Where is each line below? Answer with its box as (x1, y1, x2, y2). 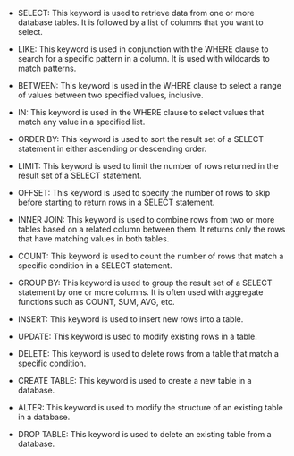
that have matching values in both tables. (17, 233, 170, 244)
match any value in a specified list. (17, 116, 146, 127)
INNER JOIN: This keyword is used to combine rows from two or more (17, 215, 275, 224)
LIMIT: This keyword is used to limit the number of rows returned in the (17, 161, 279, 171)
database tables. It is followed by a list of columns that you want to (17, 17, 264, 28)
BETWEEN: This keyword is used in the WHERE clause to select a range (17, 80, 281, 90)
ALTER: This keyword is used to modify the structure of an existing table (17, 402, 283, 412)
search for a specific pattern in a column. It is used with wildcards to (17, 54, 270, 63)
